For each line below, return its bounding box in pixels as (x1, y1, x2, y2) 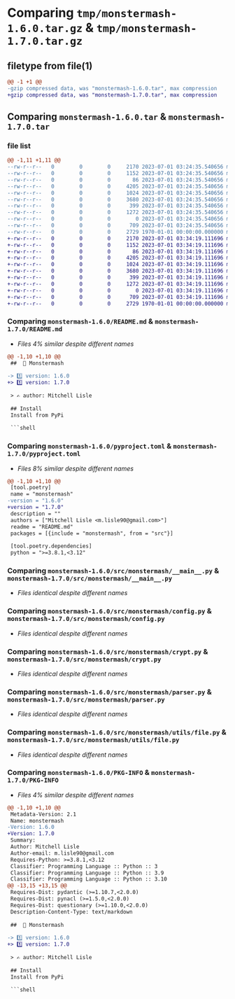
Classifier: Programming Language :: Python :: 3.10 (10, 876, 168, 883)
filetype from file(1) (7, 60, 93, 71)
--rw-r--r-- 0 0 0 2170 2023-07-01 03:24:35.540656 (7, 163, 224, 171)
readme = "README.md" (10, 523, 73, 530)
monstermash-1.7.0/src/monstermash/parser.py (7, 695, 166, 704)
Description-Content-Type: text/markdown (10, 908, 133, 915)
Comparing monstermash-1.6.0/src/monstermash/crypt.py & (7, 646, 208, 656)
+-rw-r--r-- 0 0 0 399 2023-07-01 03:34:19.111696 (7, 274, 224, 281)
